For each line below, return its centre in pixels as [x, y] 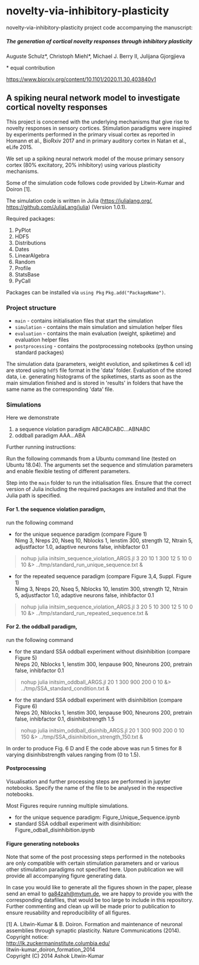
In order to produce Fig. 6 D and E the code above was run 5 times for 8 [94, 748]
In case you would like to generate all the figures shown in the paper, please [99, 888]
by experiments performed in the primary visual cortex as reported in [91, 134]
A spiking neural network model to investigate [93, 98]
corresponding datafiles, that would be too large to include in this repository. [100, 900]
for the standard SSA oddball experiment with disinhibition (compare [99, 700]
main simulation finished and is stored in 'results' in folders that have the [95, 383]
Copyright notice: [27, 937]
